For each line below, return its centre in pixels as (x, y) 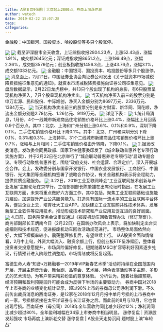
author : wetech (20, 14)
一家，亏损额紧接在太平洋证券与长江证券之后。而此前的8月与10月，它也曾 (83, 300)
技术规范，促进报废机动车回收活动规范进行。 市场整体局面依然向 (86, 229)
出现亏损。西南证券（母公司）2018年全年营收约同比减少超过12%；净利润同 (80, 306)
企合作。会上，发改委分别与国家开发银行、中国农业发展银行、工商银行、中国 (81, 168)
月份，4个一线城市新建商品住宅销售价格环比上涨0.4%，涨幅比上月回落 (86, 120)
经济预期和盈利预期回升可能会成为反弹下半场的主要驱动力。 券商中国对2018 (81, 282)
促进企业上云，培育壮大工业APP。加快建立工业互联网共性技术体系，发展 (86, 205)
